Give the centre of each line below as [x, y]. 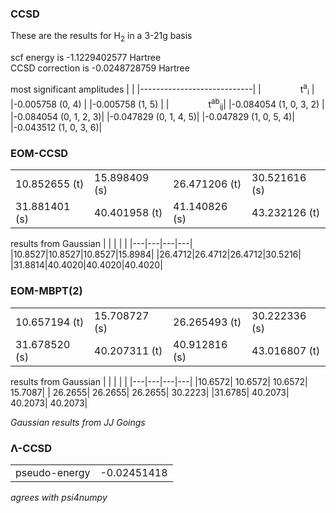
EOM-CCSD [39, 153]
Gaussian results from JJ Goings [78, 422]
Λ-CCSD [31, 448]
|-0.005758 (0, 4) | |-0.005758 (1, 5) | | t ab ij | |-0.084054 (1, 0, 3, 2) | [167, 104]
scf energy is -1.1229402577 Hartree [86, 58]
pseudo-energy [53, 472]
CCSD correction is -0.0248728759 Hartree [100, 68]
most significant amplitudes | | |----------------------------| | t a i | [162, 89]
